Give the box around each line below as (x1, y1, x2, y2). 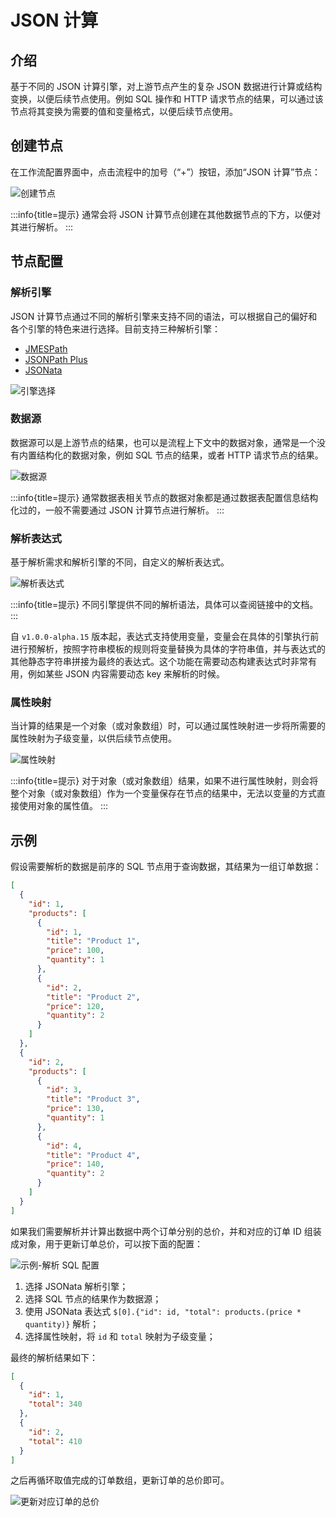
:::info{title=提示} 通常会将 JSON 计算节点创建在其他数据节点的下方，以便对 (10, 208, 322, 220)
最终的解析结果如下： (10, 1351, 98, 1363)
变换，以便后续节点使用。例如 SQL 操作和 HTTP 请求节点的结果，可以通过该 (10, 93, 324, 105)
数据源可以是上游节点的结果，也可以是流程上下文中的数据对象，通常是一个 (10, 436, 317, 448)
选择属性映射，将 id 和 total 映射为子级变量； (24, 1330, 216, 1342)
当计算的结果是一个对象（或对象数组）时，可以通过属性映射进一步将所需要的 (10, 720, 326, 732)
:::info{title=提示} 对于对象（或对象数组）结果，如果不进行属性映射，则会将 (10, 775, 319, 787)
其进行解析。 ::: (10, 221, 74, 233)
